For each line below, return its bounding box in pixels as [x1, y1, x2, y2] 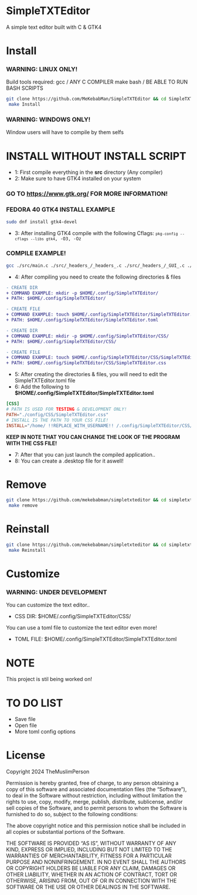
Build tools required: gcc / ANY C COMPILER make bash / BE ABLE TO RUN [6, 78, 188, 86]
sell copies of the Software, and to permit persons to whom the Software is [6, 805, 188, 812]
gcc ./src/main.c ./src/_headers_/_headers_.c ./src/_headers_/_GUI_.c [6, 263, 185, 269]
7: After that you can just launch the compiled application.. [14, 451, 155, 458]
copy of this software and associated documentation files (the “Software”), [6, 786, 187, 793]
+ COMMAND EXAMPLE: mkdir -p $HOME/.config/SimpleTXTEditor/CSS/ [6, 333, 169, 339]
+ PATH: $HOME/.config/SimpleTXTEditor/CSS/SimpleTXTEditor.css [6, 360, 167, 366]
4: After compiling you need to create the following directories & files [14, 273, 181, 280]
